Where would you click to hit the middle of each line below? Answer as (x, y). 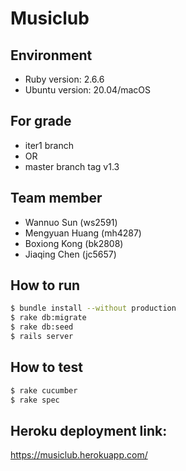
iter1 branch (49, 145)
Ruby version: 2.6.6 (64, 79)
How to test (46, 367)
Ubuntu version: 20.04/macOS (88, 90)
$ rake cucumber (44, 390)
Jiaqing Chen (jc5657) (70, 254)
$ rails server (42, 337)
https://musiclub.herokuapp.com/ (79, 455)
